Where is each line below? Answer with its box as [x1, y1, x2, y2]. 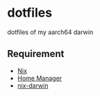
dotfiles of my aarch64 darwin [7, 28, 94, 36]
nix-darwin [17, 81, 49, 90]
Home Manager [17, 74, 62, 82]
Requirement [7, 48, 65, 60]
